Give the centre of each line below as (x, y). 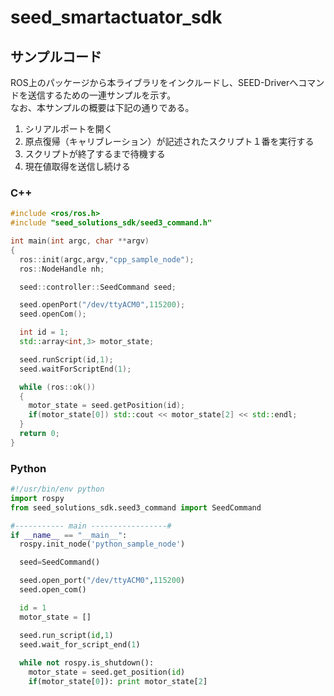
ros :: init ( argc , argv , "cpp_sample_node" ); (107, 259)
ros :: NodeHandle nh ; (62, 269)
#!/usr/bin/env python (57, 489)
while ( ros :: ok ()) (58, 387)
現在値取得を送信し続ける (77, 166)
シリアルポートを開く (68, 129)
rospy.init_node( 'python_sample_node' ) (102, 544)
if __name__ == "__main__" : (69, 535)
